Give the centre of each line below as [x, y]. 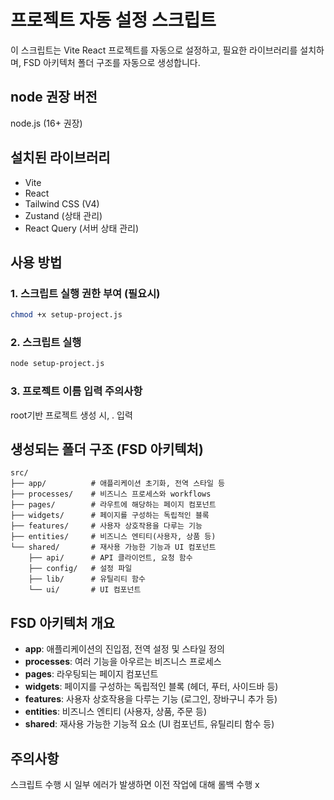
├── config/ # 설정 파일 [80, 569]
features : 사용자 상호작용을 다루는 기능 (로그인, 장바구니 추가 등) [151, 699]
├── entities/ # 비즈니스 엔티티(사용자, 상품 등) [113, 537]
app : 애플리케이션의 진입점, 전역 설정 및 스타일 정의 [124, 649]
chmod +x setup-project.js [66, 315]
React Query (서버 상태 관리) [82, 228]
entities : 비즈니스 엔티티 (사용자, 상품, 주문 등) [116, 712]
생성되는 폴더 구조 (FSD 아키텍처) [107, 449]
